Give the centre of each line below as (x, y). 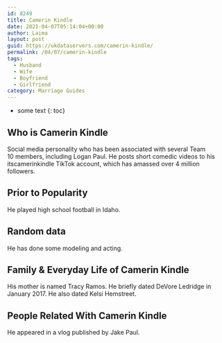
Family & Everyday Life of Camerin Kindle (98, 270)
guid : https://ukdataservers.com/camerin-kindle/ (80, 46)
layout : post (26, 39)
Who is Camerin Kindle (58, 132)
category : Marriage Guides (46, 91)
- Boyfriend (31, 78)
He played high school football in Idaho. (64, 209)
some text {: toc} (41, 111)
